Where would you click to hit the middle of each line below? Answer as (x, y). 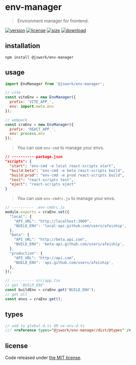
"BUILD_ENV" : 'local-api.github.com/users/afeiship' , (70, 226)
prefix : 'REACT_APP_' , (33, 129)
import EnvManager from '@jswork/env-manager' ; (55, 84)
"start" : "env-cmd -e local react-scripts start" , (63, 166)
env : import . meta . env (32, 107)
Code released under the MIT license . (43, 358)
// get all (16, 294)
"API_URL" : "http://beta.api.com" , (51, 240)
